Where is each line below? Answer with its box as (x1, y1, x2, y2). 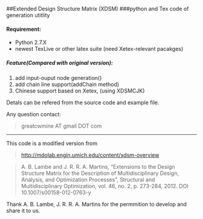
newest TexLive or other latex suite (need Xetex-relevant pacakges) (14, 45, 184, 53)
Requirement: (6, 25, 42, 33)
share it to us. (6, 207, 40, 214)
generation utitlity (6, 11, 50, 19)
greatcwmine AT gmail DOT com (21, 122, 102, 129)
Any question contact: (6, 111, 62, 118)
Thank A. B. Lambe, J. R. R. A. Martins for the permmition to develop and (6, 201, 187, 208)
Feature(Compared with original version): (6, 59, 114, 66)
